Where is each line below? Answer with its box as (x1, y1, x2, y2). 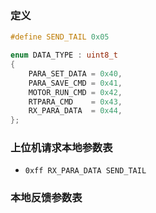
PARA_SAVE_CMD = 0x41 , (28, 78, 123, 88)
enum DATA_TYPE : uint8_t (10, 50, 118, 61)
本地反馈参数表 (10, 191, 83, 205)
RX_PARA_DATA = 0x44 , (28, 106, 123, 116)
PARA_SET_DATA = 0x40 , (28, 68, 123, 79)
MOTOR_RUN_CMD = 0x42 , (28, 87, 123, 97)
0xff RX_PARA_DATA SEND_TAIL (24, 166, 147, 176)
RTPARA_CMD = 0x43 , (28, 97, 123, 107)
